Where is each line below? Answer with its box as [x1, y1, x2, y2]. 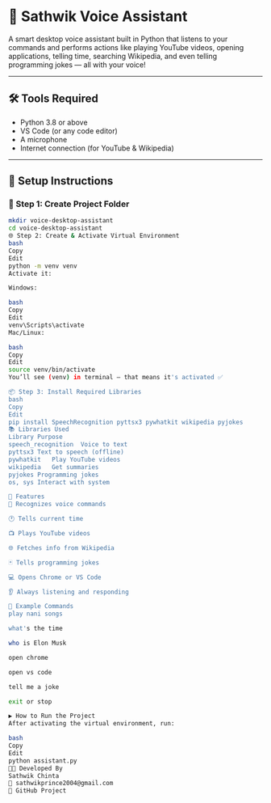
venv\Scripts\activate [8, 321, 85, 329]
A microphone [19, 134, 68, 144]
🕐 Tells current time [8, 515, 84, 523]
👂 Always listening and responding [8, 588, 129, 596]
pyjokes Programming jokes [8, 471, 99, 479]
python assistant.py [8, 756, 78, 765]
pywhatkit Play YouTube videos [8, 455, 121, 463]
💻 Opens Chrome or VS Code [8, 573, 102, 581]
